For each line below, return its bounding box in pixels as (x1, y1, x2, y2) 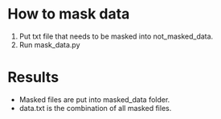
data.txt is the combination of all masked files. (18, 103, 172, 113)
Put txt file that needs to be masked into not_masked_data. (18, 31, 214, 41)
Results (7, 68, 59, 87)
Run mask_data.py (18, 39, 81, 49)
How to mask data (7, 5, 130, 23)
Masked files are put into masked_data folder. (18, 94, 170, 105)
